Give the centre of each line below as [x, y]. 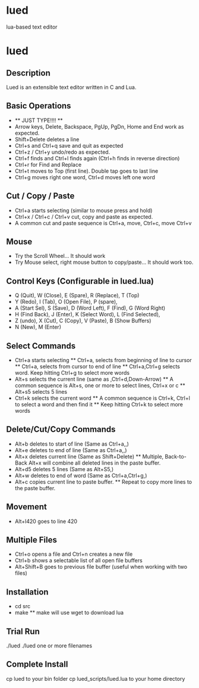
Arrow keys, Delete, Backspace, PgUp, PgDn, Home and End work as [99, 126]
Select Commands [41, 346]
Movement [27, 507]
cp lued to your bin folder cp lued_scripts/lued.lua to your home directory [96, 678]
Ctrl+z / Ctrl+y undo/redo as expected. [62, 152]
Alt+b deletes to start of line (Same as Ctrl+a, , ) [72, 444]
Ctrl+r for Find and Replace [48, 164]
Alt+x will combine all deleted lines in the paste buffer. [95, 463]
